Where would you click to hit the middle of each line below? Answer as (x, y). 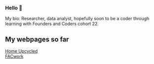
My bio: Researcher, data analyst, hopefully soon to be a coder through (77, 19)
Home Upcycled (21, 51)
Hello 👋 (14, 8)
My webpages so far (37, 39)
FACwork (14, 57)
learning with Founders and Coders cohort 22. (52, 24)
